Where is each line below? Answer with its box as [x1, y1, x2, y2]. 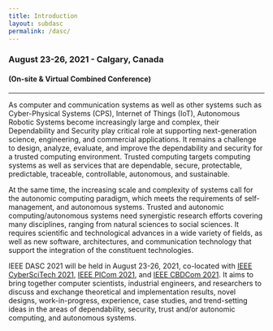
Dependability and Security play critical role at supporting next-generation [8, 125, 258, 135]
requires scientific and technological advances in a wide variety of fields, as [8, 228, 262, 237]
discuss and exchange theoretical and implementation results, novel [8, 286, 236, 297]
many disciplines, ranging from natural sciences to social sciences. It [8, 219, 240, 229]
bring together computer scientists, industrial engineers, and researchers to [8, 278, 262, 288]
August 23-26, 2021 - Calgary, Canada [8, 54, 164, 65]
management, [8, 202, 55, 211]
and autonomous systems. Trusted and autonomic [56, 202, 224, 211]
